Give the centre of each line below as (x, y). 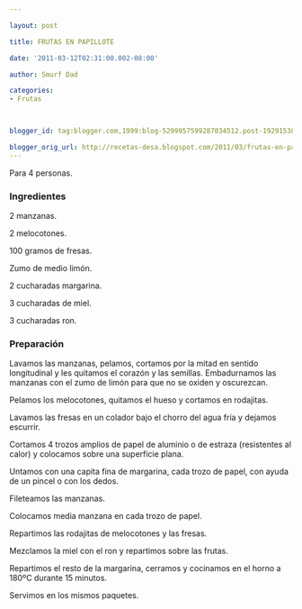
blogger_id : (31, 132)
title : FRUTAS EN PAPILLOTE (62, 41)
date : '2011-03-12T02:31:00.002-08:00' (84, 58)
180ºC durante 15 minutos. (58, 578)
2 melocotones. (38, 233)
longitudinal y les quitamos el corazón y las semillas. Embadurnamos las (143, 373)
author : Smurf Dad (44, 74)
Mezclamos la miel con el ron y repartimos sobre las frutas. (119, 551)
